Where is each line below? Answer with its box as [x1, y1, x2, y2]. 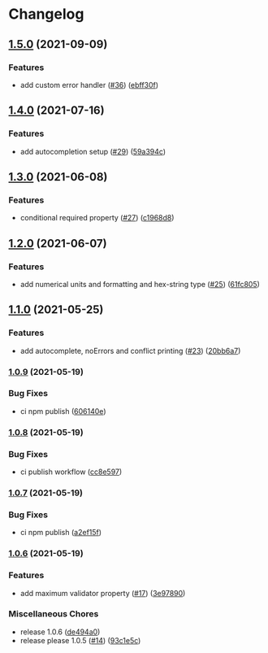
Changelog [8, 5, 84, 24]
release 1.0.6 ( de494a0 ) [19, 627, 101, 637]
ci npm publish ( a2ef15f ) [19, 528, 102, 538]
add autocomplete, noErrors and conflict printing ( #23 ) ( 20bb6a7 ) [19, 346, 241, 355]
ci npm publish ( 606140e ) [19, 406, 106, 416]
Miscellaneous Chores [8, 608, 99, 620]
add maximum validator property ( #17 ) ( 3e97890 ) [19, 588, 186, 598]
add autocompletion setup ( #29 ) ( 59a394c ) [19, 146, 166, 156]
